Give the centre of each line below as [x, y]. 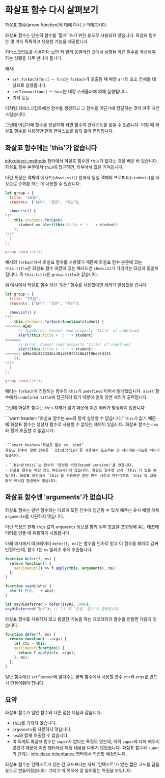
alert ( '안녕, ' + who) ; [33, 591]
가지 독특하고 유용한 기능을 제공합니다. [52, 41]
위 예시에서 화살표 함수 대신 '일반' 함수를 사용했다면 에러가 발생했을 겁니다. [76, 285]
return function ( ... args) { [38, 639]
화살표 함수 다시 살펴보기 [52, 10]
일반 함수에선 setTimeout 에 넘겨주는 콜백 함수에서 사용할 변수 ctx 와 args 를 [77, 676]
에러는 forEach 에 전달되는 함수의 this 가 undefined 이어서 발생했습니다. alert [80, 391]
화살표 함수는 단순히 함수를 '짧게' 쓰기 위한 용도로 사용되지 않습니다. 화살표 [76, 35]
